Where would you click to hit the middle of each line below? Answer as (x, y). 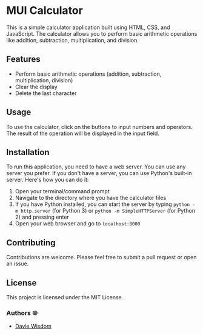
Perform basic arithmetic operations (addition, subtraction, (88, 74)
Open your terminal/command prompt (62, 191)
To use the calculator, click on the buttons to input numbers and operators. (99, 127)
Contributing (31, 243)
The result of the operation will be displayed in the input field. (83, 133)
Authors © (22, 313)
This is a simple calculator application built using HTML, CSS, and (88, 27)
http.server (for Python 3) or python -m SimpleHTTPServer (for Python (108, 211)
